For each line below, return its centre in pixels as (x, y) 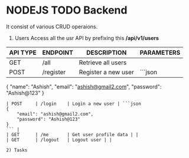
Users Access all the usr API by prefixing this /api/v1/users (87, 38)
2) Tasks (17, 150)
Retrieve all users (103, 62)
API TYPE (23, 52)
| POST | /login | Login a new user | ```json (74, 104)
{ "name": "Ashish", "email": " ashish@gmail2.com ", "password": (84, 87)
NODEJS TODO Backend (67, 10)
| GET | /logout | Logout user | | (59, 140)
